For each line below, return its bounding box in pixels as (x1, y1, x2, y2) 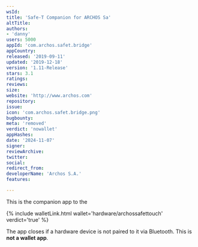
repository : (6, 98, 36, 104)
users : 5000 (6, 37, 36, 43)
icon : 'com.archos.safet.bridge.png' (6, 109, 101, 115)
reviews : (6, 82, 28, 88)
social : (6, 160, 26, 166)
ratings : (6, 76, 28, 82)
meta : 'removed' (6, 121, 47, 127)
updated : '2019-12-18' (6, 59, 63, 65)
